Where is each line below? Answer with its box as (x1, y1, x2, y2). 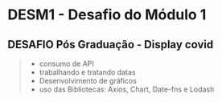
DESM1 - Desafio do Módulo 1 (7, 6, 207, 24)
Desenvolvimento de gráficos (39, 76, 138, 85)
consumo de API (39, 59, 94, 68)
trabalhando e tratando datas (39, 67, 136, 77)
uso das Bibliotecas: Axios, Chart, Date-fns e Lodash (39, 84, 215, 94)
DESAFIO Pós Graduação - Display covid (7, 38, 214, 51)
